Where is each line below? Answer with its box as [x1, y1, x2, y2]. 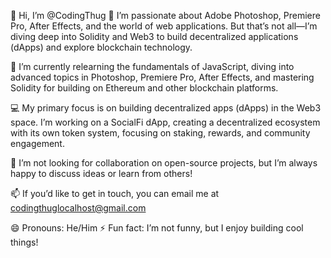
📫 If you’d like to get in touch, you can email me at [10, 188, 220, 199]
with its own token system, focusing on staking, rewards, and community [10, 127, 311, 139]
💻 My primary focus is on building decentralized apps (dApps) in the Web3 [10, 102, 322, 114]
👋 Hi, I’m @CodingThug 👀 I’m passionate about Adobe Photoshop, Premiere [10, 10, 321, 21]
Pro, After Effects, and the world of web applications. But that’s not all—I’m [10, 20, 318, 32]
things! [10, 236, 39, 248]
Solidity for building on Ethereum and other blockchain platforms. [10, 82, 279, 94]
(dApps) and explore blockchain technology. [10, 41, 193, 53]
